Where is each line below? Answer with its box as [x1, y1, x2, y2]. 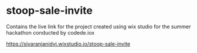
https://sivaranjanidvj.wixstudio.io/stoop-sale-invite [6, 40, 131, 47]
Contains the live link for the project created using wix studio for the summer [6, 23, 191, 30]
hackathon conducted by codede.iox [6, 29, 95, 36]
